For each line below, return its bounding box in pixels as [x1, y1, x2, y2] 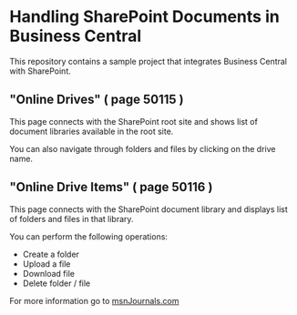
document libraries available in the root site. [9, 126, 174, 137]
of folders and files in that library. [9, 213, 134, 224]
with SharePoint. [9, 66, 71, 76]
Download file [22, 268, 76, 279]
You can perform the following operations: [9, 230, 169, 242]
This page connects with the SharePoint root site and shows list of [9, 116, 258, 127]
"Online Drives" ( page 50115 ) [9, 92, 184, 107]
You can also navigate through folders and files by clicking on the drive [9, 143, 276, 154]
